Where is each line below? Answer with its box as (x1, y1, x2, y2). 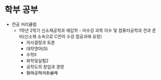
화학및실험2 (26, 58, 49, 64)
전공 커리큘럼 (11, 21, 37, 27)
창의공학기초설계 (26, 70, 58, 76)
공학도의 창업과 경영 (26, 64, 64, 69)
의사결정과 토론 (26, 39, 55, 45)
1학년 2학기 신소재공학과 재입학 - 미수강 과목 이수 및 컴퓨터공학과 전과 (18, 27, 151, 33)
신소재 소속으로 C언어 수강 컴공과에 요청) (24, 33, 102, 39)
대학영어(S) (26, 46, 48, 51)
